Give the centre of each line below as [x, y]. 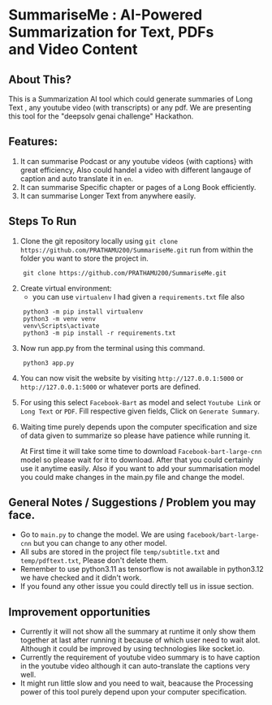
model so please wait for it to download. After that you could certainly [137, 460]
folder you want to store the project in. [84, 258]
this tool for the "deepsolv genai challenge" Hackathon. [101, 116]
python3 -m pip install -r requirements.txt [99, 333]
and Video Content [73, 50]
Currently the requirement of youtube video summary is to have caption [140, 657]
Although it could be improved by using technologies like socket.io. [132, 649]
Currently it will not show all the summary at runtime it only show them [138, 632]
